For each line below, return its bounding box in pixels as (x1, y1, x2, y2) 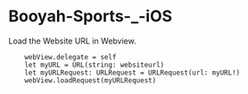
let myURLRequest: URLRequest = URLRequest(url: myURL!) (24, 68, 241, 77)
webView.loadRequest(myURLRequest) (24, 75, 157, 85)
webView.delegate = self (24, 52, 117, 61)
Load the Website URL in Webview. (8, 35, 136, 46)
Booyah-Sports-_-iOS (8, 6, 173, 27)
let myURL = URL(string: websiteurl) (24, 60, 165, 69)
